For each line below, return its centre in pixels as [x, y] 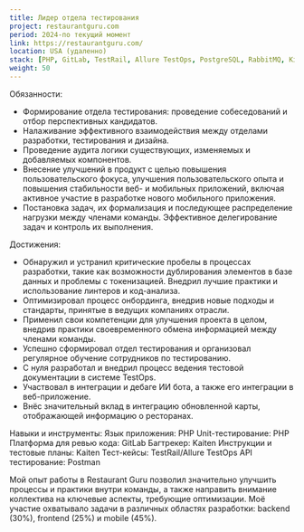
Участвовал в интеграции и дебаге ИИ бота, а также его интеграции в [158, 386]
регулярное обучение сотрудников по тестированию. [127, 357]
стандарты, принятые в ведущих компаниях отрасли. [126, 309]
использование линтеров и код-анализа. [101, 290]
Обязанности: [36, 94]
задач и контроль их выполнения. [88, 226]
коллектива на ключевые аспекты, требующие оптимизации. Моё [138, 499]
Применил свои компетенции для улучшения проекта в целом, [145, 319]
